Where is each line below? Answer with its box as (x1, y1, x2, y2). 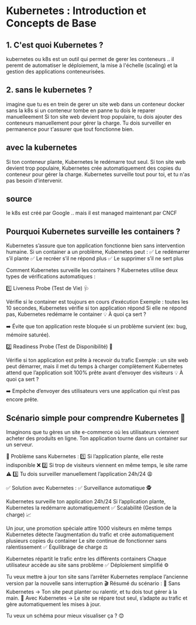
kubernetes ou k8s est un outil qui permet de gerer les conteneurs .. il (6, 56, 174, 62)
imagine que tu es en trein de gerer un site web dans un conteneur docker (6, 100, 185, 107)
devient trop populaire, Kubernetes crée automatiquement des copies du (6, 164, 181, 172)
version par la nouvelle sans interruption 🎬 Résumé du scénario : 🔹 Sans (6, 580, 180, 587)
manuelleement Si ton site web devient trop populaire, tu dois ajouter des (6, 113, 183, 120)
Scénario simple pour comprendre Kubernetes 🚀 (6, 413, 185, 423)
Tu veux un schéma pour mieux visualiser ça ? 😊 (6, 612, 125, 619)
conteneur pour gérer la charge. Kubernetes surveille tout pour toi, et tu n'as (6, 170, 190, 177)
